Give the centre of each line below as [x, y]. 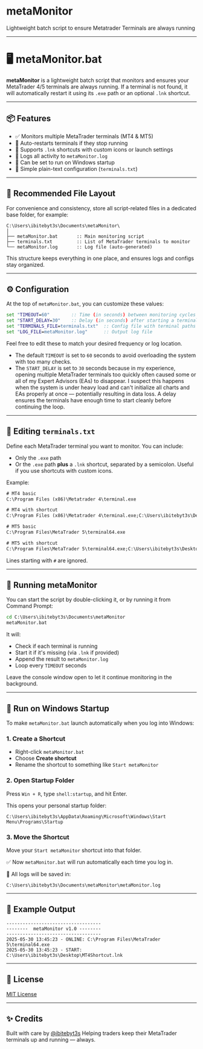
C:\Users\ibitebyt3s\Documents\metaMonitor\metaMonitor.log [84, 885]
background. [22, 684]
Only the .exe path [38, 458]
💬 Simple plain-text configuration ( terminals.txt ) [76, 168]
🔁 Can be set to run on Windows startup [65, 162]
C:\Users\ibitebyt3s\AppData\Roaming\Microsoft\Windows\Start [86, 816]
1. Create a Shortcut [36, 739]
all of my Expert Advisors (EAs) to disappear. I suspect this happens [99, 381]
